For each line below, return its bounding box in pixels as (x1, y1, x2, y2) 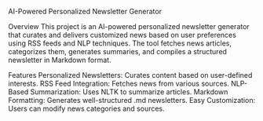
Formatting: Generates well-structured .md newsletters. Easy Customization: (8, 96, 256, 104)
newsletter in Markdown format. (8, 55, 111, 64)
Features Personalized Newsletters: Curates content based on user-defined (8, 71, 253, 79)
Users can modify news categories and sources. (8, 104, 165, 113)
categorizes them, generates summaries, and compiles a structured (8, 47, 228, 56)
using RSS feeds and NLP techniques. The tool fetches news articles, (8, 38, 232, 48)
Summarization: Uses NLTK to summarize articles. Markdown (30, 87, 228, 97)
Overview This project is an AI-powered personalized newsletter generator (8, 22, 250, 31)
